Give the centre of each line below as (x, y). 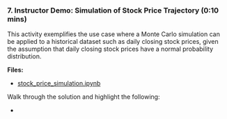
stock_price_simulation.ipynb (59, 84)
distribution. (24, 56)
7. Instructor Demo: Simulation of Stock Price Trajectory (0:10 (113, 10)
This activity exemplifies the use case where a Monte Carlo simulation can (114, 34)
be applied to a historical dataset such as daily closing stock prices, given (113, 42)
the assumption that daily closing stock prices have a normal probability (110, 49)
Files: (15, 70)
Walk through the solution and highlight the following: (84, 97)
